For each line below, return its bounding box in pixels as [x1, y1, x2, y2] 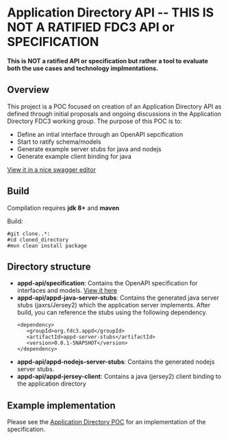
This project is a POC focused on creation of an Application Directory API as [7, 102, 222, 111]
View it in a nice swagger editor [7, 165, 96, 173]
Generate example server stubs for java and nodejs [16, 144, 162, 153]
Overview [7, 84, 50, 96]
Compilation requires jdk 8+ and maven [7, 203, 120, 212]
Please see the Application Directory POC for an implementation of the [7, 418, 206, 426]
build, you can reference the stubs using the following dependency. [16, 308, 207, 317]
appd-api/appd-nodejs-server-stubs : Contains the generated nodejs [16, 357, 215, 366]
